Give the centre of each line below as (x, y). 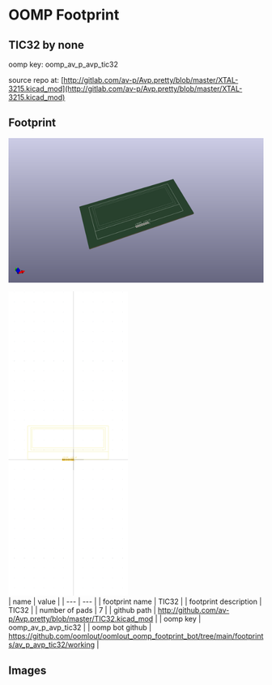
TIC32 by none (47, 45)
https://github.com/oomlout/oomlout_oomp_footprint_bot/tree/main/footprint (136, 636)
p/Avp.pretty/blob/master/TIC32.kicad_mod (81, 619)
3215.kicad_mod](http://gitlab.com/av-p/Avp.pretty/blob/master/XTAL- (125, 88)
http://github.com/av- (193, 610)
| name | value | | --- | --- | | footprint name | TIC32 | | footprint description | (135, 601)
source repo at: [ (36, 80)
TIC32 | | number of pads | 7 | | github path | (82, 610)
